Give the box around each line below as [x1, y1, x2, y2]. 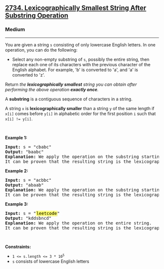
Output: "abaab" [5, 182, 44, 188]
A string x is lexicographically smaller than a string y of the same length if [5, 105, 155, 111]
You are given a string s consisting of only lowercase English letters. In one [5, 41, 156, 48]
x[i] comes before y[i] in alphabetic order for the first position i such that [5, 111, 156, 116]
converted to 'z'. [12, 72, 45, 77]
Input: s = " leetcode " [5, 211, 60, 216]
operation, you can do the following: [5, 47, 78, 53]
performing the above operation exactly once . [5, 86, 99, 92]
